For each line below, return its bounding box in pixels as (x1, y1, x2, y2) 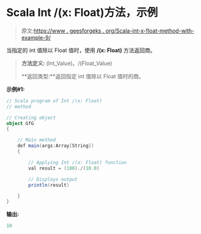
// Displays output (28, 176, 78, 183)
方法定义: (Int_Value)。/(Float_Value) (21, 59, 112, 67)
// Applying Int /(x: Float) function (28, 159, 127, 165)
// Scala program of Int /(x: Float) (6, 97, 103, 104)
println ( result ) (28, 182, 70, 188)
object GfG (6, 120, 34, 126)
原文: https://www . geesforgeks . (21, 27, 104, 34)
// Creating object (6, 115, 56, 121)
